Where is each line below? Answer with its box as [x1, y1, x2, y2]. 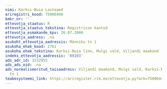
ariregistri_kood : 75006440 [5, 12, 64, 17]
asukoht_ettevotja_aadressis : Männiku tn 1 [5, 40, 97, 44]
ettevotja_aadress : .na [5, 35, 55, 40]
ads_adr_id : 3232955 [5, 58, 48, 63]
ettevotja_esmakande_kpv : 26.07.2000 [5, 30, 83, 35]
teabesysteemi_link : [5, 76, 48, 81]
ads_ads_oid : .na [5, 62, 41, 67]
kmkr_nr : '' [5, 16, 30, 21]
